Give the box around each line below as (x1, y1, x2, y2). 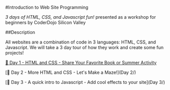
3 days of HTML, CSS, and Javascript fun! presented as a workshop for (5, 14, 156, 20)
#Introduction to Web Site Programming (5, 5, 89, 10)
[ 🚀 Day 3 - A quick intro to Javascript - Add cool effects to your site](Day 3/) (5, 79, 165, 85)
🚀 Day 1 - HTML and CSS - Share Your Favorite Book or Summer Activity (5, 60, 157, 65)
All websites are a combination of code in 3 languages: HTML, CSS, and (5, 39, 156, 45)
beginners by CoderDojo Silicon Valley (5, 20, 86, 25)
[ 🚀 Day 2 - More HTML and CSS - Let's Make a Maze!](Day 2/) (5, 69, 136, 75)
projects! (5, 50, 24, 56)
